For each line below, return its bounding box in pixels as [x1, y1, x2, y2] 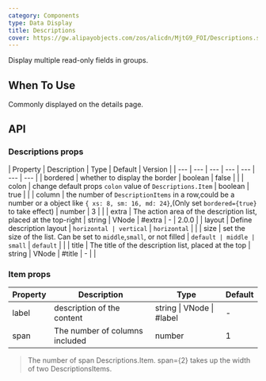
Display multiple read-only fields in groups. [8, 56, 149, 65]
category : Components [8, 11, 80, 20]
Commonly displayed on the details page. [8, 100, 144, 110]
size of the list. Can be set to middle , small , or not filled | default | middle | [8, 232, 256, 241]
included [54, 335, 87, 346]
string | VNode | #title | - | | [8, 248, 97, 258]
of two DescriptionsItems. [27, 364, 112, 374]
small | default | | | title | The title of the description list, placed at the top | [8, 240, 251, 250]
